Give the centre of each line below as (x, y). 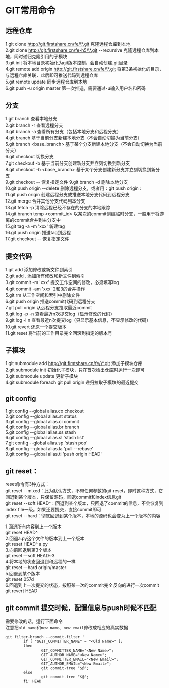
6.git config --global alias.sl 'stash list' (45, 438)
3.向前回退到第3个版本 (29, 550)
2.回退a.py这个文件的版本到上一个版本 (45, 538)
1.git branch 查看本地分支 (31, 118)
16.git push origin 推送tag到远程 (38, 232)
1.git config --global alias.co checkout (45, 411)
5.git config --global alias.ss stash (41, 432)
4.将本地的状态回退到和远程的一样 (40, 562)
